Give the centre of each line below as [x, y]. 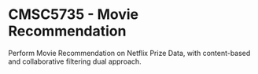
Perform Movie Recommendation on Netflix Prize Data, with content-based [129, 53]
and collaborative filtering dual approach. [75, 61]
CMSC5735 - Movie [74, 15]
